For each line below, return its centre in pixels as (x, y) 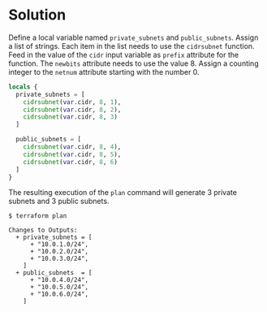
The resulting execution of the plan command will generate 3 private (123, 193)
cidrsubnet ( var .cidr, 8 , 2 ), (72, 110)
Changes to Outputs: (43, 230)
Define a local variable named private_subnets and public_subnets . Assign (133, 37)
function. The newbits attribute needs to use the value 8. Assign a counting (133, 63)
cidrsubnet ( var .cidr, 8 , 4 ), (72, 147)
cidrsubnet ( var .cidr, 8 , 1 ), (72, 102)
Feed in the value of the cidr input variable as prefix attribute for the (124, 54)
